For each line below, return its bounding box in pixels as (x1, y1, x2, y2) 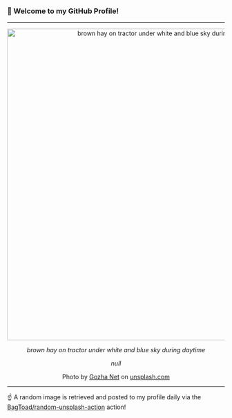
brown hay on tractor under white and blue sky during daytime (26, 346, 206, 354)
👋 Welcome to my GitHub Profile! (7, 6, 119, 16)
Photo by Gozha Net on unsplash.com (61, 373, 171, 381)
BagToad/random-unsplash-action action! (7, 403, 126, 411)
